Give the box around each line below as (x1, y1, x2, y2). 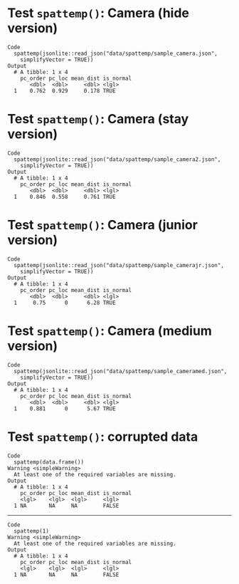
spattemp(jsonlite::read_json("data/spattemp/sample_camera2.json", (14, 155, 221, 163)
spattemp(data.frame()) (14, 458, 84, 466)
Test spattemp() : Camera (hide (7, 5, 190, 21)
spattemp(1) (14, 527, 50, 535)
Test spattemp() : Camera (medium (7, 323, 212, 339)
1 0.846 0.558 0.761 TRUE (14, 193, 116, 200)
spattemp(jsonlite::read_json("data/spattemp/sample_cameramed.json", (14, 367, 228, 375)
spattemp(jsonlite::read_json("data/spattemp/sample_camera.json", (14, 50, 218, 57)
